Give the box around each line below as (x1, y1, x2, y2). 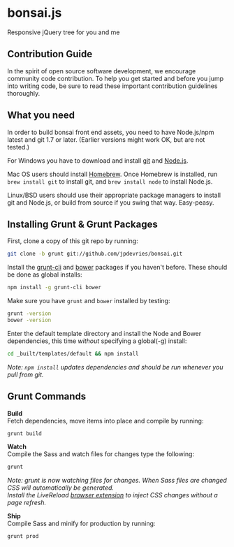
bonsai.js (7, 5, 62, 21)
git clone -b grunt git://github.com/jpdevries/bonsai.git (7, 250, 183, 258)
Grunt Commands (7, 391, 87, 402)
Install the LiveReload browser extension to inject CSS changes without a (7, 491, 218, 499)
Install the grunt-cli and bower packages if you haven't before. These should (7, 263, 228, 272)
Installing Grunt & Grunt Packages (7, 218, 159, 230)
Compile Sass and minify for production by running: (7, 519, 156, 528)
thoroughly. (7, 89, 41, 97)
